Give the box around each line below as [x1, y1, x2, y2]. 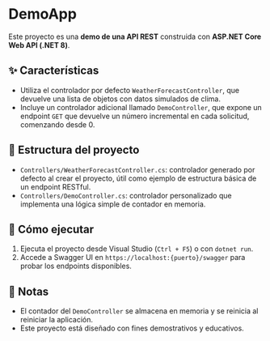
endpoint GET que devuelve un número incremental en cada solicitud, [19, 111, 250, 121]
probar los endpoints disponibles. [19, 261, 132, 271]
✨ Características [8, 64, 99, 78]
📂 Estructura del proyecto [8, 143, 140, 157]
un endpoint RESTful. [19, 181, 91, 191]
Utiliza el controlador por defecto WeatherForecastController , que [19, 85, 240, 95]
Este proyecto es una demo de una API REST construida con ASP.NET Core [8, 32, 262, 41]
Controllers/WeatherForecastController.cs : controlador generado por [19, 164, 255, 174]
